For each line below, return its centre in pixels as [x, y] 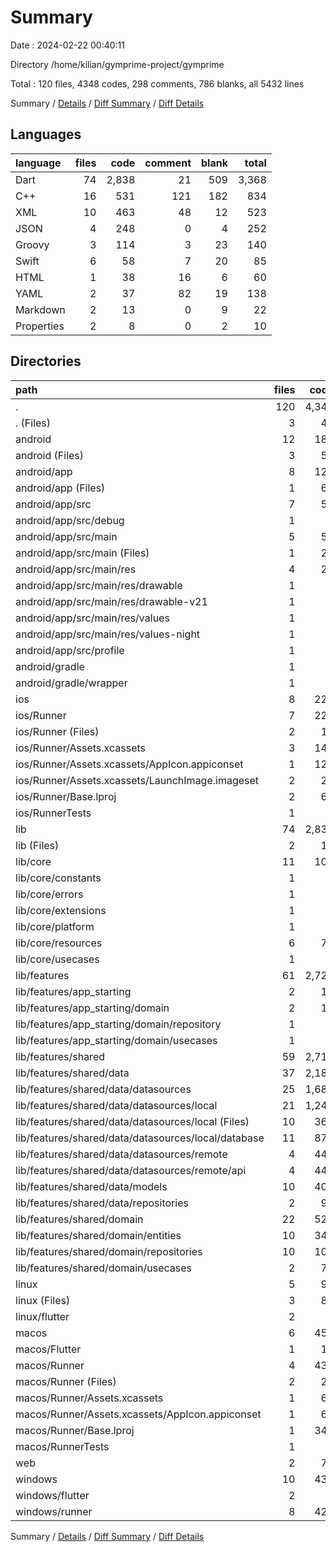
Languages [46, 134]
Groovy [32, 244]
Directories [46, 361]
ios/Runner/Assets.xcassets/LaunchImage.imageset [137, 780]
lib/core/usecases [57, 959]
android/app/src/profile [70, 650]
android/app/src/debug [70, 520]
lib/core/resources [59, 943]
